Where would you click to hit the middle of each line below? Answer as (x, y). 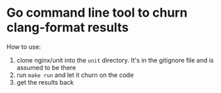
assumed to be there (46, 67)
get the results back (45, 82)
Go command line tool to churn (97, 13)
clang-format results (68, 27)
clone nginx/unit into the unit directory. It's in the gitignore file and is (115, 60)
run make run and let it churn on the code (75, 75)
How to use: (24, 46)
